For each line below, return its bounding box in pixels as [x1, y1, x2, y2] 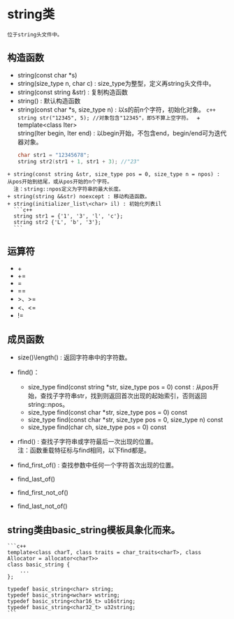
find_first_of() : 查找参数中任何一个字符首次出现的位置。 [17, 461, 178, 470]
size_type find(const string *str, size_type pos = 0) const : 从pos [27, 383, 213, 391]
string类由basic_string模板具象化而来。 [7, 524, 180, 536]
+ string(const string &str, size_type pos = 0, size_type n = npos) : [7, 170, 220, 178]
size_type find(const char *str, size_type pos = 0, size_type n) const [27, 416, 224, 424]
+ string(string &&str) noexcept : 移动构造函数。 [7, 193, 150, 200]
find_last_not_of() [17, 502, 68, 510]
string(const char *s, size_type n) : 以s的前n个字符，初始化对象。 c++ [17, 105, 217, 114]
